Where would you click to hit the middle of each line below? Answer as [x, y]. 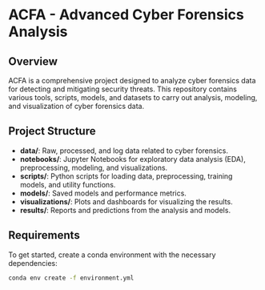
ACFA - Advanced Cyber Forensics [126, 15]
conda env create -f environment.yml [71, 278]
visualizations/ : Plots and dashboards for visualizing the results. [126, 201]
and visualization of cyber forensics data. [76, 106]
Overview [33, 61]
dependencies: [33, 263]
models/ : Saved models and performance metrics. [103, 193]
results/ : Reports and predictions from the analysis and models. [125, 210]
